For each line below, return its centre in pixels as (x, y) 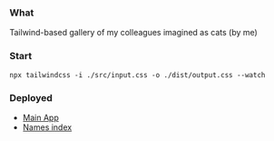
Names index (47, 127)
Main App (40, 117)
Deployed (31, 97)
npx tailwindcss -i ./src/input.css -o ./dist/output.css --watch (137, 75)
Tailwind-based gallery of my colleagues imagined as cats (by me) (134, 33)
